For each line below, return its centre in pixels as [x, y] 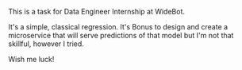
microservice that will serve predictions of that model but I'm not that [121, 35]
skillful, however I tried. [46, 44]
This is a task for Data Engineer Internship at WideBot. [96, 12]
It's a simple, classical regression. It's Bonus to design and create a [118, 27]
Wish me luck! [31, 59]
